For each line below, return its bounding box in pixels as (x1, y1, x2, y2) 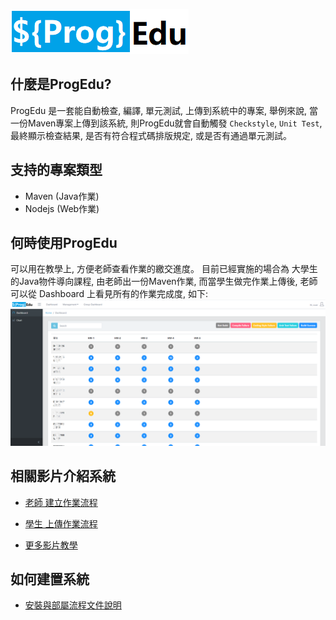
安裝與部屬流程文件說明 (24, 599, 122, 611)
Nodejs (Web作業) (24, 202, 100, 214)
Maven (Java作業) (24, 190, 100, 202)
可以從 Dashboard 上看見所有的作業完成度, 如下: (10, 288, 209, 300)
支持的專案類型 (10, 162, 103, 179)
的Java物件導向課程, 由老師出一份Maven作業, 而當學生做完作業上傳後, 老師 (10, 275, 318, 288)
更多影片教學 (24, 539, 78, 551)
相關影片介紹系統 (10, 468, 116, 485)
